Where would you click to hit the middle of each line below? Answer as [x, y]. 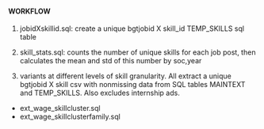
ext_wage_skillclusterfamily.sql [70, 117]
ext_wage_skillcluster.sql [60, 108]
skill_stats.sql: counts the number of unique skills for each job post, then [138, 52]
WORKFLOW [29, 11]
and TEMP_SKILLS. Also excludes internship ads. [99, 93]
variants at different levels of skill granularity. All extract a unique [126, 76]
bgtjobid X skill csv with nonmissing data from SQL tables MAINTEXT [132, 85]
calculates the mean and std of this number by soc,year [111, 61]
